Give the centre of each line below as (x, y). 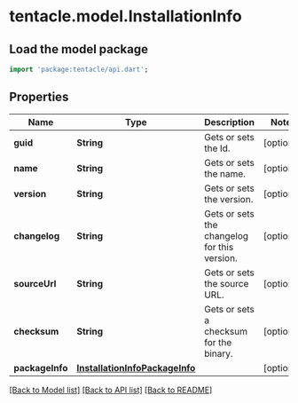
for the (218, 342)
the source (226, 283)
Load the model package (79, 49)
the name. (225, 173)
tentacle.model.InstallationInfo (125, 16)
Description (229, 122)
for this (219, 247)
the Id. (217, 148)
